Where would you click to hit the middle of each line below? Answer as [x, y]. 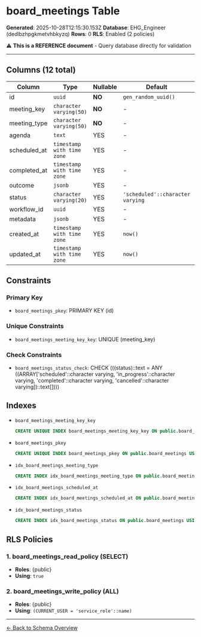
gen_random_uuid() [149, 97]
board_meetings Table [63, 11]
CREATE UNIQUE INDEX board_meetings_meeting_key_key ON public [95, 431]
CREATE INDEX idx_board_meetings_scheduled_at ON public [87, 498]
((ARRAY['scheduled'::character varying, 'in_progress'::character [95, 374]
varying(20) [71, 200]
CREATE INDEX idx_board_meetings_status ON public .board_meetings [99, 521]
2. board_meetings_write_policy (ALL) [63, 591]
